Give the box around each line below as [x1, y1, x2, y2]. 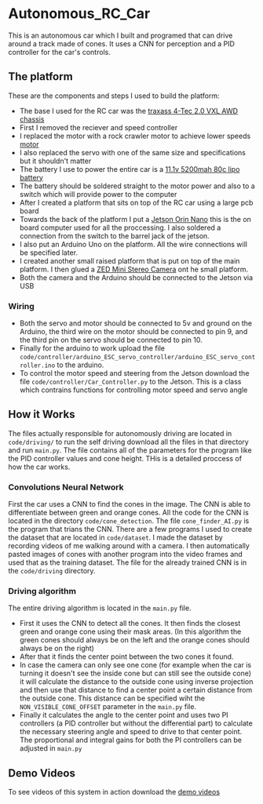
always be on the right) [19, 644, 94, 653]
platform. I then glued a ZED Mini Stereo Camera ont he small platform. [19, 264, 249, 274]
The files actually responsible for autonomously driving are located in [8, 428, 232, 438]
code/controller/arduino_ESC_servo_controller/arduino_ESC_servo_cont [19, 354, 256, 362]
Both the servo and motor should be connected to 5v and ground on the [19, 318, 253, 328]
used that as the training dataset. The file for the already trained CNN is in [8, 558, 247, 567]
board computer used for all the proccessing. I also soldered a [19, 223, 221, 232]
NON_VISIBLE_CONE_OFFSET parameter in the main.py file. [19, 702, 197, 711]
